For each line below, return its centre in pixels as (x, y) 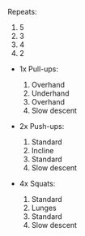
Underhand (50, 93)
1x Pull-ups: (38, 69)
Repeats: (22, 12)
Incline (42, 150)
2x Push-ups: (42, 126)
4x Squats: (37, 183)
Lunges (44, 208)
